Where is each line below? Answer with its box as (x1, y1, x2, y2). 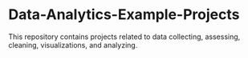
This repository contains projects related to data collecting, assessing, (8, 32, 241, 41)
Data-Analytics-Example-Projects (8, 6, 240, 24)
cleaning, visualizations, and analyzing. (8, 40, 138, 49)
